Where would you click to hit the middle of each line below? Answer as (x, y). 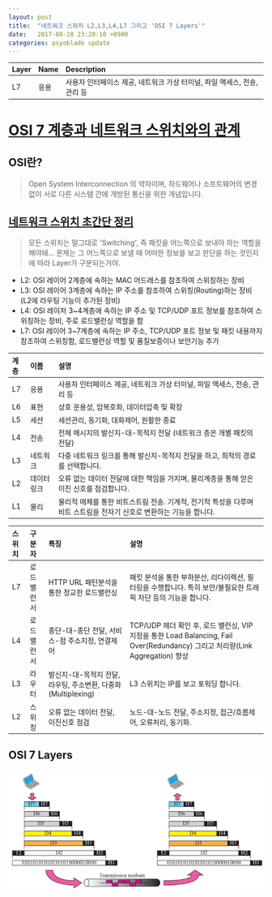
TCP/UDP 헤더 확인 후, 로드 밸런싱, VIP (191, 625)
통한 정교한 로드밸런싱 (83, 592)
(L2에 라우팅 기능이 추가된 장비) (70, 301)
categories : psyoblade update (59, 43)
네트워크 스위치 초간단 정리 (71, 222)
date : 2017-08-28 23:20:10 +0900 (68, 34)
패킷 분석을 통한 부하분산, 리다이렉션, (187, 577)
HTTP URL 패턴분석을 (83, 582)
